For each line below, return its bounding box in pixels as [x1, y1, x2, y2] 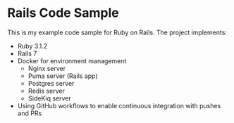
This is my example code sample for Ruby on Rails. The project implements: [7, 28, 228, 37]
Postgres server [27, 79, 75, 87]
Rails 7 [17, 49, 37, 58]
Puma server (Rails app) [27, 72, 98, 80]
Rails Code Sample [7, 5, 119, 21]
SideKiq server [27, 93, 72, 103]
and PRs [17, 109, 42, 117]
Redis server [27, 86, 65, 95]
